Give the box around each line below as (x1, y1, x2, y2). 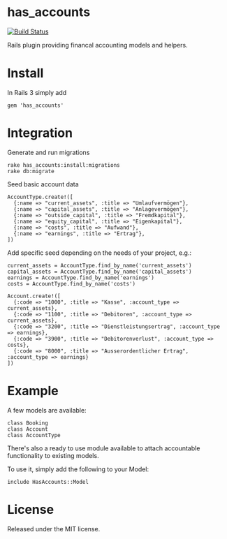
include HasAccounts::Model (7, 478, 89, 485)
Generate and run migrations (7, 148, 90, 156)
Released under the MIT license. (7, 524, 101, 533)
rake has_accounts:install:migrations (7, 161, 120, 168)
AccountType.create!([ (7, 193, 73, 200)
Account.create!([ (7, 293, 61, 300)
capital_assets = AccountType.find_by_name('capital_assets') (7, 268, 192, 275)
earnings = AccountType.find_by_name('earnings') (7, 274, 155, 281)
